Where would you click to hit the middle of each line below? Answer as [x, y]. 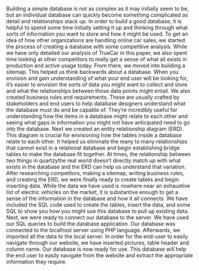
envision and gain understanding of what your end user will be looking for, [97, 78]
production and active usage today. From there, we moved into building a [96, 66]
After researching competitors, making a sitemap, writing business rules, [95, 173]
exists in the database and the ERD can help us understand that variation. [96, 167]
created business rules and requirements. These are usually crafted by [93, 97]
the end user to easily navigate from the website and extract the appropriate [99, 255]
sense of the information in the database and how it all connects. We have [97, 198]
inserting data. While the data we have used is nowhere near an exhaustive [98, 186]
